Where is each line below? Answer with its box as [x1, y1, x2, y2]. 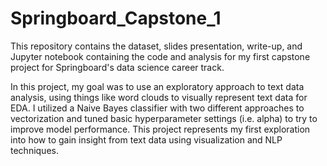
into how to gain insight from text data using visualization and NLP [10, 133, 283, 146]
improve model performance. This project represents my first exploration [10, 123, 311, 135]
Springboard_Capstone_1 [10, 7, 222, 30]
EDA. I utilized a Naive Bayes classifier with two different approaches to [10, 102, 305, 114]
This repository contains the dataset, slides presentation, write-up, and [10, 40, 303, 52]
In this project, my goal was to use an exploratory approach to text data [10, 80, 305, 92]
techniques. [10, 144, 59, 156]
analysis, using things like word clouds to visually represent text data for [10, 91, 308, 103]
